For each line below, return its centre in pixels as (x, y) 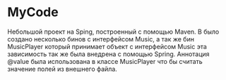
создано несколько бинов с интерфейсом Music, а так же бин (101, 39)
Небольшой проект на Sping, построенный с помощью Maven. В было (113, 32)
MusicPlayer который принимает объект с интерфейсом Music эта (107, 46)
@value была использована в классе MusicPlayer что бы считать (105, 61)
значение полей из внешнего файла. (63, 69)
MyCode (33, 12)
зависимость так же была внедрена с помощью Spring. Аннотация (108, 54)
